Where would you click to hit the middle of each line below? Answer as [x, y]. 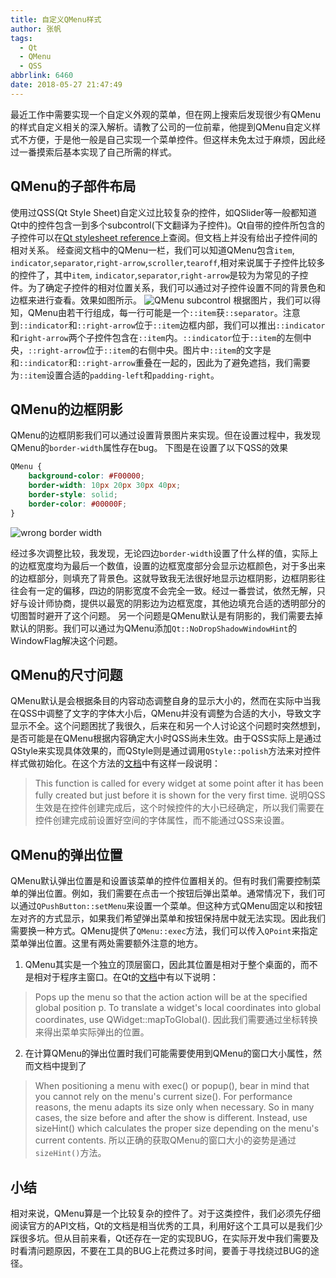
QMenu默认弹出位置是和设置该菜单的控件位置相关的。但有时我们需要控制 [161, 881]
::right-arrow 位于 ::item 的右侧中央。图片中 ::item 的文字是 [150, 350]
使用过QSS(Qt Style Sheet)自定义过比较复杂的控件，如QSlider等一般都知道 [164, 212]
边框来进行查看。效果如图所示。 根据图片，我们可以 [161, 300]
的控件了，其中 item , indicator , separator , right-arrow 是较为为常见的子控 [159, 275]
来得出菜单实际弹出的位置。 [92, 1032]
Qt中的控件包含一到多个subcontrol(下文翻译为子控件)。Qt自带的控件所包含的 [168, 225]
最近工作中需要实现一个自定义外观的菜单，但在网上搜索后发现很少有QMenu [166, 114]
